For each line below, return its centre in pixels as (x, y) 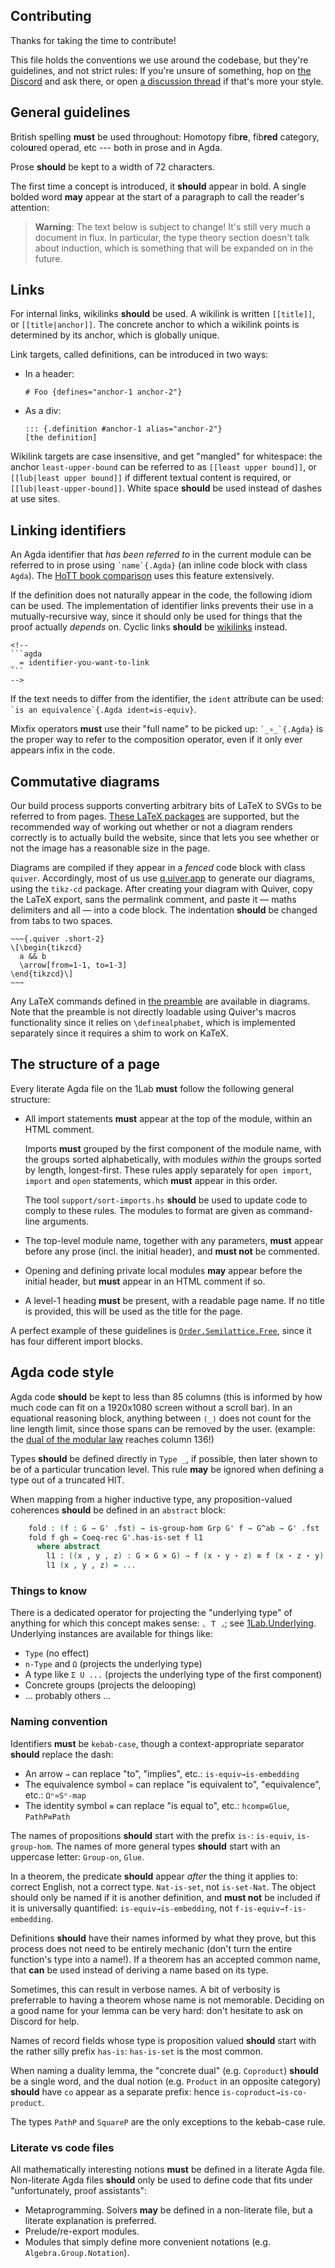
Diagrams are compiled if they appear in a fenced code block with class (158, 868)
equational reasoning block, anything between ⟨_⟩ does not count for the (161, 1418)
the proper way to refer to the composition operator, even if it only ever (156, 740)
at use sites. (35, 499)
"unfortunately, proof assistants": (79, 2190)
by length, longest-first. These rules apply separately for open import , (168, 1170)
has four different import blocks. (76, 1341)
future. (48, 258)
